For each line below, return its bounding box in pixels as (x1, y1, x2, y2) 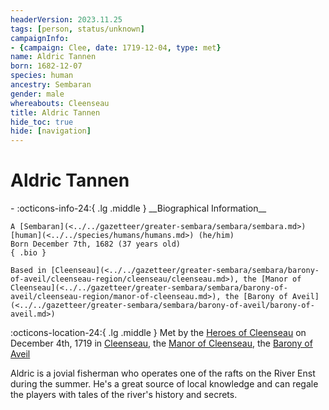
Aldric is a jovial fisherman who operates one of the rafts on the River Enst (10, 367, 316, 380)
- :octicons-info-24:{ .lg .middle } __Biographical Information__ (10, 202, 267, 215)
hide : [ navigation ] (10, 126, 92, 136)
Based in (10, 266, 47, 276)
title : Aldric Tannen (10, 107, 101, 118)
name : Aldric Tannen (10, 52, 97, 62)
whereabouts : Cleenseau (10, 98, 110, 108)
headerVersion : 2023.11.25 (10, 14, 123, 25)
